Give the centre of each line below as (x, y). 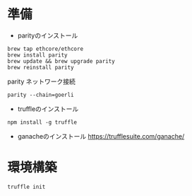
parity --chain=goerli (41, 95)
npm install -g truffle (42, 122)
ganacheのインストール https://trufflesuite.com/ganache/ (101, 136)
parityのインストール (48, 35)
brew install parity (38, 55)
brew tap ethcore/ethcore (45, 49)
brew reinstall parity (41, 67)
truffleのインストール (48, 109)
